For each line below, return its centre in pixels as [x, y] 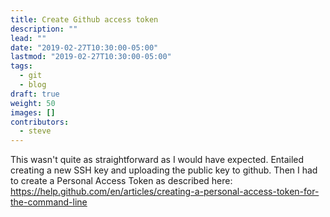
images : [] [33, 112]
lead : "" [28, 38]
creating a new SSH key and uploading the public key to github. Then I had [164, 170]
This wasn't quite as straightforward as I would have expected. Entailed [157, 160]
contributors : [40, 122]
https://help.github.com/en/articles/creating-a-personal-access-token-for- [165, 192]
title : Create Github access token [84, 19]
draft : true [35, 94]
